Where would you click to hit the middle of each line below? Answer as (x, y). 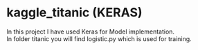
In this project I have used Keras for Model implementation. (90, 32)
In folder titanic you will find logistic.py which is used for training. (99, 38)
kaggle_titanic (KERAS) (74, 13)
